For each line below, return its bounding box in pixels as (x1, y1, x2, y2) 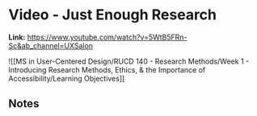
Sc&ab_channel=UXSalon (8, 40, 94, 50)
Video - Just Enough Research (8, 6, 217, 24)
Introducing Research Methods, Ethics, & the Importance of (8, 64, 206, 74)
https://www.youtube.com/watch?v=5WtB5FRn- (27, 32, 187, 42)
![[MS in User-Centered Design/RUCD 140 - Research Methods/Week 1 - (8, 56, 249, 66)
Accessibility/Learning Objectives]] (8, 73, 125, 83)
